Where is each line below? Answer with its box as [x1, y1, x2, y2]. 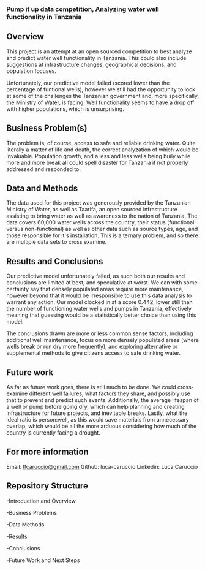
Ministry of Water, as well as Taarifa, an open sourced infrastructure [6, 206, 177, 213]
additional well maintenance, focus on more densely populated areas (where [6, 336, 199, 344]
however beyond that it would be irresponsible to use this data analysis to [6, 292, 192, 299]
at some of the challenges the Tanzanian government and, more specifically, [6, 92, 199, 99]
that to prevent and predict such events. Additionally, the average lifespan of [6, 396, 199, 403]
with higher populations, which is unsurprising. [6, 105, 124, 112]
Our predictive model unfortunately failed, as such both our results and [6, 272, 185, 280]
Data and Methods [6, 183, 78, 193]
